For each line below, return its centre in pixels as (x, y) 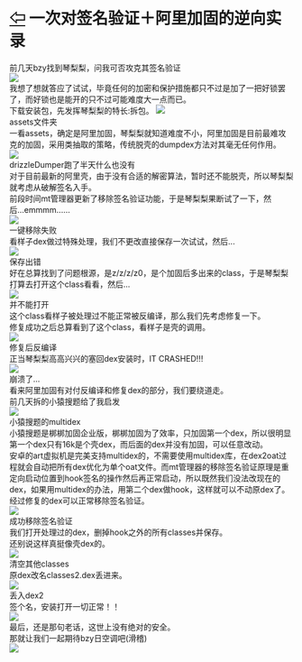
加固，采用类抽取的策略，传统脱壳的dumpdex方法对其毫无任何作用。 (153, 144)
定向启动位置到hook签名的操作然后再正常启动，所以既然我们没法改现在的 (145, 478)
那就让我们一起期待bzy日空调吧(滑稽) (78, 638)
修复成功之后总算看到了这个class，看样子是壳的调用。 (110, 326)
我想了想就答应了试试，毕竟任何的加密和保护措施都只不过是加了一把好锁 (143, 87)
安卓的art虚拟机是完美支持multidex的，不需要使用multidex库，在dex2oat (144, 455)
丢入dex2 (27, 595)
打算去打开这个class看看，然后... (70, 284)
